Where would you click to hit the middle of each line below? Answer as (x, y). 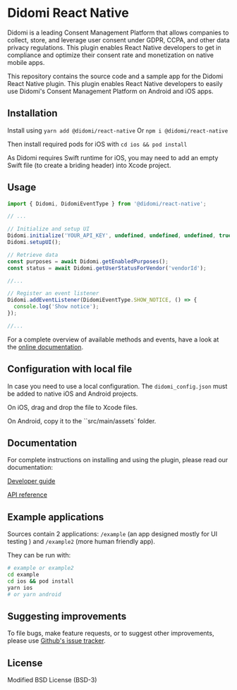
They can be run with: (39, 555)
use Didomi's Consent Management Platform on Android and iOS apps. (110, 91)
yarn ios (20, 588)
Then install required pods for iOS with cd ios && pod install (97, 144)
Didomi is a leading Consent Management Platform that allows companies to (118, 32)
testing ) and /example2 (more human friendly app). (81, 542)
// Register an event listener (53, 293)
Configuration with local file (70, 369)
